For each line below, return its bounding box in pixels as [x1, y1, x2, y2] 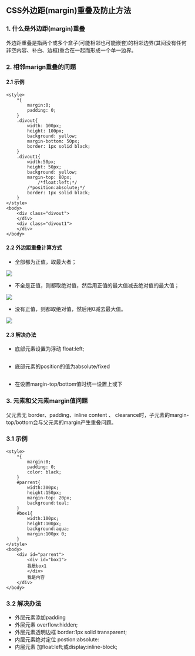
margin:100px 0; [27, 531, 67, 537]
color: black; [27, 469, 62, 475]
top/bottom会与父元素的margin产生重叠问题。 [6, 419, 117, 426]
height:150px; [27, 489, 62, 496]
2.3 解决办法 [6, 331, 36, 338]
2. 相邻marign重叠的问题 [6, 62, 76, 71]
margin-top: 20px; [27, 495, 72, 501]
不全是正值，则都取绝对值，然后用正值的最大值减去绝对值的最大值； [14, 282, 180, 289]
